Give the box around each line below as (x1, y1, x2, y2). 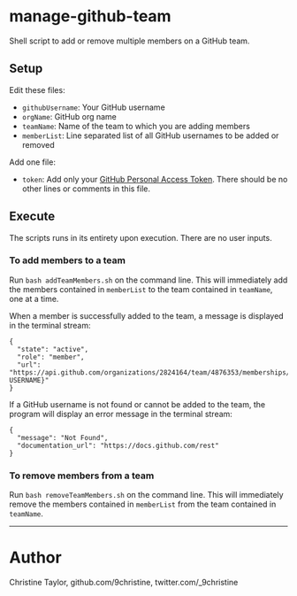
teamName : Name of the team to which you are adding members (21, 120, 250, 131)
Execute (9, 209, 56, 224)
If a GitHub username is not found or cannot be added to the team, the (9, 399, 266, 409)
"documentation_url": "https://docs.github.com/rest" (17, 441, 219, 450)
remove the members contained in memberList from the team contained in (9, 499, 277, 510)
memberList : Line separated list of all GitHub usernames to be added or (21, 130, 279, 141)
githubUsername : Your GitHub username (21, 102, 165, 112)
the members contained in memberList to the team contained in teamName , (9, 283, 273, 294)
